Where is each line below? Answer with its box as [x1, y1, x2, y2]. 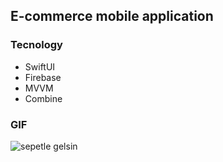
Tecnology [10, 38, 63, 52]
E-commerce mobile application [10, 8, 214, 25]
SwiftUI [24, 60, 56, 73]
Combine [24, 92, 63, 104]
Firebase [24, 71, 62, 83]
